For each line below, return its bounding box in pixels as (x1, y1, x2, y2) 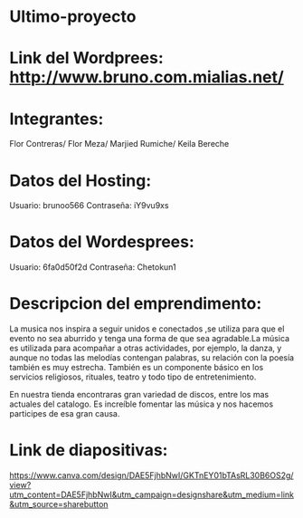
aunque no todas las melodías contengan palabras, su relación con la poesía (9, 352, 295, 363)
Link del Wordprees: (9, 48, 165, 69)
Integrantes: (9, 109, 104, 129)
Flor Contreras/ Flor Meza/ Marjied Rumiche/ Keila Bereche (9, 139, 230, 149)
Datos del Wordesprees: (9, 232, 194, 253)
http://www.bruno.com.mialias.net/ (9, 67, 285, 88)
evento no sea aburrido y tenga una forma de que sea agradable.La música (9, 333, 290, 344)
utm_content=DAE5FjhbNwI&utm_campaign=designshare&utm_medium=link (9, 489, 295, 500)
